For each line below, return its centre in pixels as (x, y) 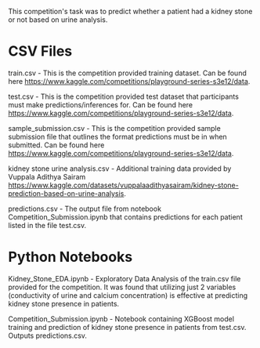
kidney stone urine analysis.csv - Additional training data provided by (120, 169)
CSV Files (40, 51)
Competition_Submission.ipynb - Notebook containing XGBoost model (121, 319)
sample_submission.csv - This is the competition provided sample (114, 128)
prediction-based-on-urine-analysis (66, 193)
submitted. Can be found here (56, 145)
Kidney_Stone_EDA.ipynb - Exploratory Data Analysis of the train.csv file (125, 278)
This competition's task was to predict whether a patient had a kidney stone (130, 11)
